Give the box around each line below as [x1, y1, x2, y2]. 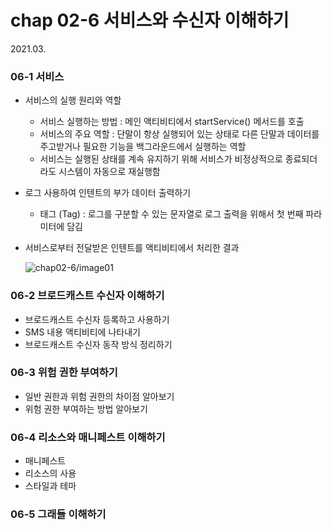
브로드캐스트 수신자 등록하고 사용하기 [24, 313, 170, 325]
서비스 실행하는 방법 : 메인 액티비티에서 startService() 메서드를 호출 [39, 116, 305, 128]
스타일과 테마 [24, 480, 77, 492]
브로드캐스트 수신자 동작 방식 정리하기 [24, 338, 173, 350]
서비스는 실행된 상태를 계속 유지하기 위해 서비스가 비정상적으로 [39, 153, 283, 165]
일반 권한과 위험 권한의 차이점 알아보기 [24, 390, 175, 402]
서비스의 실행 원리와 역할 [24, 94, 122, 106]
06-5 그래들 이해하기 [10, 507, 107, 521]
